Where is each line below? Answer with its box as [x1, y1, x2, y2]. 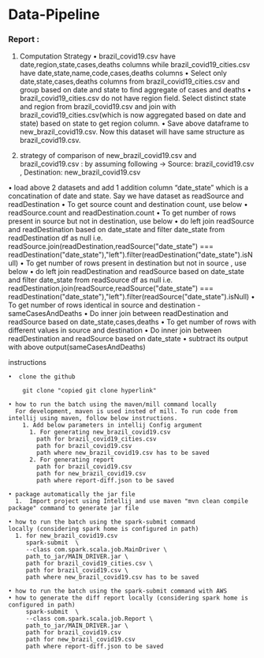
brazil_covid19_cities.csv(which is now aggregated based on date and [19, 111, 247, 120]
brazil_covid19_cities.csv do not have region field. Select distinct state [19, 93, 247, 103]
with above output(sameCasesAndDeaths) [8, 342, 146, 352]
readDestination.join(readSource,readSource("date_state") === [8, 284, 214, 293]
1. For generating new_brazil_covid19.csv [28, 428, 171, 436]
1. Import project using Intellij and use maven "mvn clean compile [15, 498, 248, 506]
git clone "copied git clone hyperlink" [22, 387, 157, 395]
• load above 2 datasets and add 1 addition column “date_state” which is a [8, 183, 249, 193]
